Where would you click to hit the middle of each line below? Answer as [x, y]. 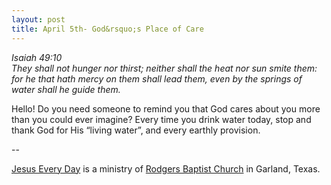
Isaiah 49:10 [37, 57]
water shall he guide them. [66, 89]
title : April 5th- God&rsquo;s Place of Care [107, 29]
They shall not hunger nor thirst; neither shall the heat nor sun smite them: [164, 68]
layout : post [38, 19]
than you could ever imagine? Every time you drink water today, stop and [161, 119]
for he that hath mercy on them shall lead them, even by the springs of [157, 78]
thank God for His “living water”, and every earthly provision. [136, 130]
